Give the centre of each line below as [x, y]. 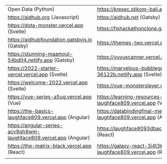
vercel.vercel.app [28, 74]
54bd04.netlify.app [30, 60]
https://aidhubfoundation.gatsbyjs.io [50, 40]
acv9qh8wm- [24, 131]
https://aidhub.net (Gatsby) [128, 17]
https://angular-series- [35, 125]
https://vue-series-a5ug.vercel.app [50, 97]
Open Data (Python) [31, 9]
